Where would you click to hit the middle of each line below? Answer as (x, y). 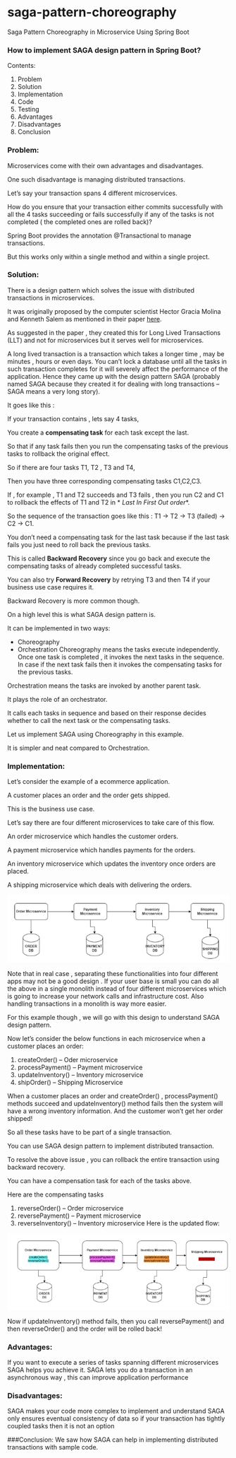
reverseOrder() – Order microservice (70, 1209)
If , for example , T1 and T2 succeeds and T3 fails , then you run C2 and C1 (116, 495)
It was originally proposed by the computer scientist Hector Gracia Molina (114, 311)
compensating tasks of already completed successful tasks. (94, 565)
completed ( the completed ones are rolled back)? (80, 222)
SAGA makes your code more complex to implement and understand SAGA (116, 1411)
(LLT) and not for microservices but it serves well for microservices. (106, 340)
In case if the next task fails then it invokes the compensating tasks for (120, 664)
